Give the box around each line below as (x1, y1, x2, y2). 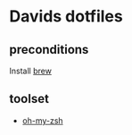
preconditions (9, 42, 89, 57)
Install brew (9, 65, 52, 76)
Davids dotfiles (9, 6, 123, 27)
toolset (9, 91, 49, 106)
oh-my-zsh (21, 114, 64, 126)
